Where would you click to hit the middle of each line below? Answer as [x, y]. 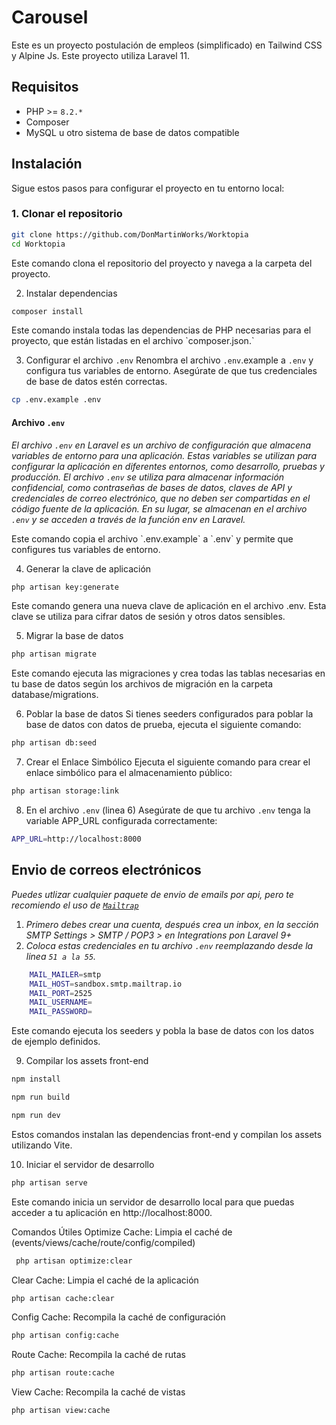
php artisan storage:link [65, 791]
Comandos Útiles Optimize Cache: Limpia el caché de [122, 1232]
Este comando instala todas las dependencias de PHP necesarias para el [161, 330]
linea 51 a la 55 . [61, 956]
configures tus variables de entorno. [86, 549]
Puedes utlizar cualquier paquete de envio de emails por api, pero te [152, 894]
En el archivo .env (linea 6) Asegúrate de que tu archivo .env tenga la [168, 810]
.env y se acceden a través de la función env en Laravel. [128, 519]
